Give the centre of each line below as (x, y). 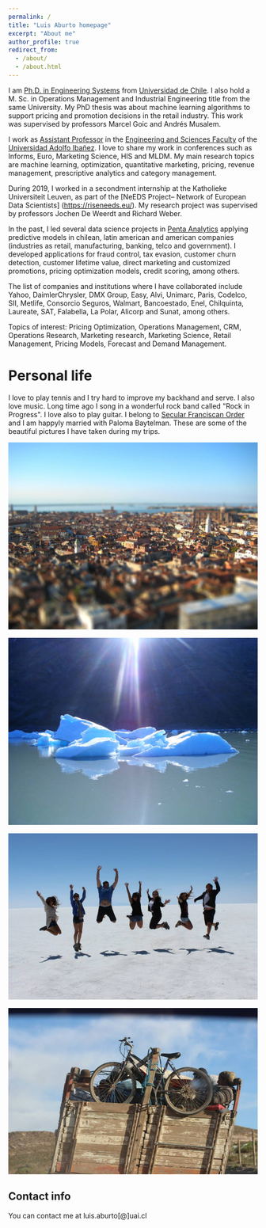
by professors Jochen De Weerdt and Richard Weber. (95, 213)
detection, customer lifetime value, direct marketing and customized (120, 262)
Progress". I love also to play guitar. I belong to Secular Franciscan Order (127, 414)
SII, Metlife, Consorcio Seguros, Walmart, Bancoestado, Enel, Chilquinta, (126, 303)
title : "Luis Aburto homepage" (60, 25)
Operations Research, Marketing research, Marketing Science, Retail (120, 335)
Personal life (50, 376)
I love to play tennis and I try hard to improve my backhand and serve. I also (131, 397)
